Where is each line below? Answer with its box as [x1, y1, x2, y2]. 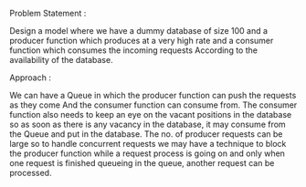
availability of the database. [9, 55, 113, 65]
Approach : [9, 72, 52, 83]
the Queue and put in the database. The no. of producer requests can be [9, 129, 283, 140]
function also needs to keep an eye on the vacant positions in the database [9, 109, 292, 119]
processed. [9, 168, 52, 178]
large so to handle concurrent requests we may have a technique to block [9, 139, 287, 149]
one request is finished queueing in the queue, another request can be [9, 158, 275, 168]
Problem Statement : [9, 8, 87, 18]
